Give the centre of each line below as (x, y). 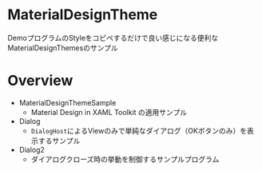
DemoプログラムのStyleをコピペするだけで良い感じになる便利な (113, 38)
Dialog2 (32, 149)
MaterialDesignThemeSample (67, 102)
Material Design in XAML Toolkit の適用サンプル (109, 112)
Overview (40, 81)
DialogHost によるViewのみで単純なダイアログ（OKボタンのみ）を (139, 130)
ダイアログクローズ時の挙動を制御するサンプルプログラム (125, 159)
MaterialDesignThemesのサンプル (63, 48)
